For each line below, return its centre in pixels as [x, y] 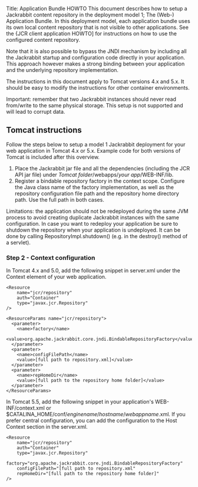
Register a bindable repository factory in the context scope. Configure [100, 181]
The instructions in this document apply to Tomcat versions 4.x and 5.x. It [95, 81]
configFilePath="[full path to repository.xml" [76, 469]
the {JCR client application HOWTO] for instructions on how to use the [91, 34]
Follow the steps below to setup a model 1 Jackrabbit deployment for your [96, 144]
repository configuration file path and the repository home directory [97, 193]
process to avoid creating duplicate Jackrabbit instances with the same [93, 217]
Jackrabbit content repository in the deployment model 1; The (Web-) [90, 15]
